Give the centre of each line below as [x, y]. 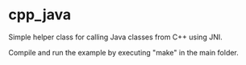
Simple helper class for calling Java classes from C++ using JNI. [116, 37]
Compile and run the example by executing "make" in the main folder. [124, 52]
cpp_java [40, 15]
